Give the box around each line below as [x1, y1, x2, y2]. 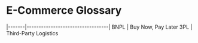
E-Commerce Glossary [6, 4, 122, 17]
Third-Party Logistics [6, 29, 59, 36]
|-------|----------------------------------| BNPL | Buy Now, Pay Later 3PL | [6, 23, 193, 30]
